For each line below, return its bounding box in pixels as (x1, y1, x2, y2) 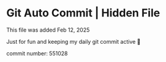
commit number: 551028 (6, 49, 68, 57)
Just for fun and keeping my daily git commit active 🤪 (6, 38, 141, 45)
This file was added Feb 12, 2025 (6, 26, 90, 33)
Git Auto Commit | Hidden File (6, 6, 160, 20)
